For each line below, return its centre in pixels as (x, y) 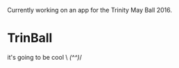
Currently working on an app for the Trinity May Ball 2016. (89, 10)
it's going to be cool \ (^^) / (44, 57)
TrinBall (30, 38)
